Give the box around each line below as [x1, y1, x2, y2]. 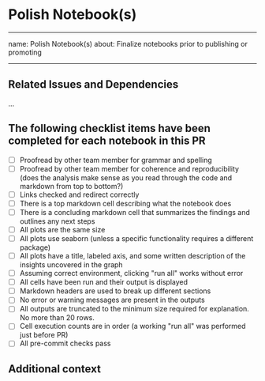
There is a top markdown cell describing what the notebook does [19, 198, 232, 208]
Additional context [8, 362, 101, 375]
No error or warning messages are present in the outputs [19, 295, 205, 305]
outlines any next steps [19, 216, 95, 226]
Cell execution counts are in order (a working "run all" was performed [19, 322, 246, 331]
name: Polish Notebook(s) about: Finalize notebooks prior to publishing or [8, 39, 248, 48]
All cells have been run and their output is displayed [19, 277, 188, 287]
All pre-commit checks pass [19, 338, 111, 349]
